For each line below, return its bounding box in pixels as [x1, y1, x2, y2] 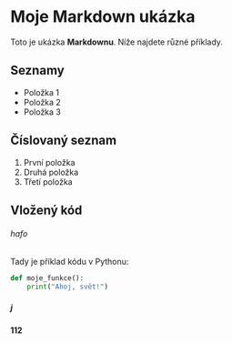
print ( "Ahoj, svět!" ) [26, 282, 108, 292]
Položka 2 [23, 96, 62, 107]
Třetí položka [23, 176, 73, 187]
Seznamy [10, 63, 65, 78]
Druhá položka [23, 166, 79, 177]
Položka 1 [23, 86, 60, 97]
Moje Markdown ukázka [10, 6, 196, 27]
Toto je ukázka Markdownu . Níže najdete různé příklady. [10, 36, 224, 47]
